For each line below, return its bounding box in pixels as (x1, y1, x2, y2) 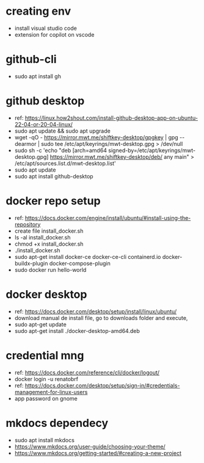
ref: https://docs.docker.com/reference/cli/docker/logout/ (14, 368, 160, 376)
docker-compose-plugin (49, 260, 111, 267)
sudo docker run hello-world (14, 266, 87, 273)
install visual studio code (14, 24, 77, 32)
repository (14, 221, 41, 228)
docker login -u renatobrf (14, 375, 79, 382)
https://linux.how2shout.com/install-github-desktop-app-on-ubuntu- (24, 114, 199, 122)
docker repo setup (5, 194, 101, 208)
